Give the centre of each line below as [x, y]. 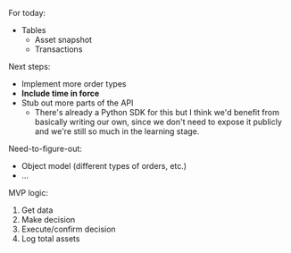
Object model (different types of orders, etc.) [104, 166]
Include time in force [60, 93]
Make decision [48, 219]
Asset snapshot [63, 40]
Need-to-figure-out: [45, 148]
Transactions [58, 49]
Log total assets [50, 239]
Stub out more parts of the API [77, 103]
